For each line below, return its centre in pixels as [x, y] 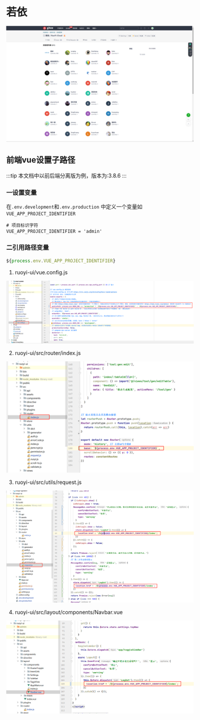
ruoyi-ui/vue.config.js [41, 272]
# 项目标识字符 [22, 226]
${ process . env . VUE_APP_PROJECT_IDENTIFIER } [61, 261]
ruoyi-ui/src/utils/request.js [48, 482]
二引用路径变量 [28, 247]
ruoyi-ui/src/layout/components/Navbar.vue [69, 612]
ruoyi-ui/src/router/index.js [48, 353]
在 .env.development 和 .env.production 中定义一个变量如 [74, 207]
